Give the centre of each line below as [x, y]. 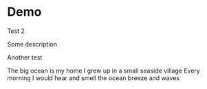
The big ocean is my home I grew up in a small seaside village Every [104, 71]
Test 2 [16, 31]
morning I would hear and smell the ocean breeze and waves [94, 78]
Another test [25, 57]
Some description [32, 44]
